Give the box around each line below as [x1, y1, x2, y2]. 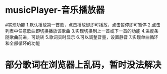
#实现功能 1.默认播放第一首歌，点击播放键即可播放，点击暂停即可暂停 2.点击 [5, 22, 161, 28]
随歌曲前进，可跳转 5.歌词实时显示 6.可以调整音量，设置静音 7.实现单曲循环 [5, 34, 159, 40]
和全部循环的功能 [5, 40, 40, 46]
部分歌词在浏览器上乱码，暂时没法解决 [5, 60, 162, 71]
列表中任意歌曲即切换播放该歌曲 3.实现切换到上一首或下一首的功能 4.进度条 [5, 28, 159, 34]
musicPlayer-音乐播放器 [5, 4, 105, 16]
